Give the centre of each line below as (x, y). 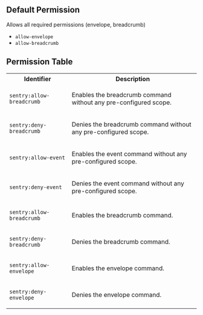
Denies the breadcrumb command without (131, 124)
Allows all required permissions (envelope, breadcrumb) (76, 24)
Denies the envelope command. (117, 294)
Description (133, 79)
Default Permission (43, 10)
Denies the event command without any (128, 183)
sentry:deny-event (36, 187)
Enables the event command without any (129, 154)
